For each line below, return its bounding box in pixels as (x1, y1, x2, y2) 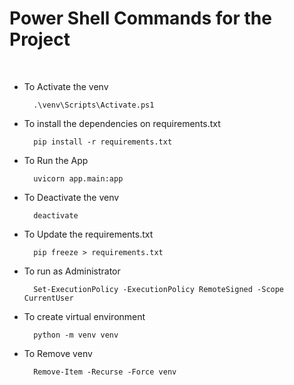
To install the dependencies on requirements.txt (23, 117, 221, 129)
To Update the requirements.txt (23, 228, 154, 240)
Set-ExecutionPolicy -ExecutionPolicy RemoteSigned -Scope (33, 284, 285, 294)
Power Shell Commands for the (9, 7, 272, 30)
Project (9, 28, 71, 51)
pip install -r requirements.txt (33, 137, 173, 147)
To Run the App (23, 154, 89, 166)
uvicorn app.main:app (33, 173, 124, 184)
